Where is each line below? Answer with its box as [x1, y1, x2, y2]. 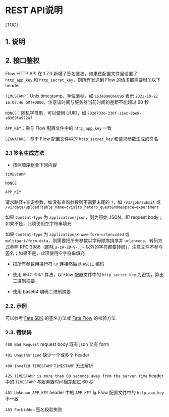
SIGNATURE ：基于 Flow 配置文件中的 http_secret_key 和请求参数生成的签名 [5, 136, 158, 142]
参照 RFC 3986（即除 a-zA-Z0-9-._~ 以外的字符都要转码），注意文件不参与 [9, 244, 163, 250]
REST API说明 [5, 5, 63, 16]
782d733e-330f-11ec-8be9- [87, 111, 142, 116]
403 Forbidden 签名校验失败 [5, 406, 63, 412]
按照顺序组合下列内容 [12, 162, 57, 168]
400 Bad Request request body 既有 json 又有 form [5, 341, 109, 347]
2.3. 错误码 [5, 329, 32, 336]
